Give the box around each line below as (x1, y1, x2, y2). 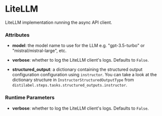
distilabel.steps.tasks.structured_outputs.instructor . (12, 82, 128, 88)
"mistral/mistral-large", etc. (12, 48, 67, 54)
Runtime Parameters (5, 94, 55, 101)
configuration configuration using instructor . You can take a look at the (12, 72, 157, 78)
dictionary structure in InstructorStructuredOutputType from (12, 77, 134, 83)
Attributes (5, 32, 30, 38)
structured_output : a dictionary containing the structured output (12, 66, 143, 72)
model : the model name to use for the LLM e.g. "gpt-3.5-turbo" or (12, 43, 145, 49)
